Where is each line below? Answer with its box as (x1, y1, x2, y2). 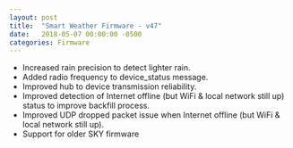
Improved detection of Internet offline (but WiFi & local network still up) (22, 91, 285, 102)
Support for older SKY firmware (22, 128, 140, 139)
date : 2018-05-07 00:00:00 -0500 (9, 29, 142, 38)
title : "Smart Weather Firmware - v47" (9, 21, 163, 30)
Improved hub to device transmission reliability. (22, 81, 197, 92)
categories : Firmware (9, 37, 90, 47)
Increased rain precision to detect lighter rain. (22, 62, 191, 73)
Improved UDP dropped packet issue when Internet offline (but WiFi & (22, 110, 280, 120)
